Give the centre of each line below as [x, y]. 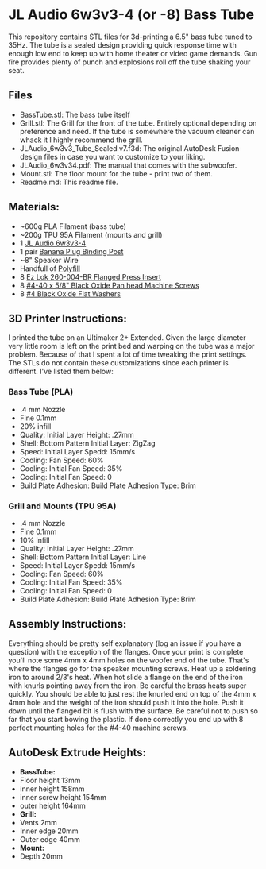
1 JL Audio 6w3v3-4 [53, 243]
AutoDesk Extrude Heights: [77, 753]
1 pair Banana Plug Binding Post [71, 251]
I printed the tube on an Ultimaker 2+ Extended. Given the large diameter [127, 338]
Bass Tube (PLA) [41, 392]
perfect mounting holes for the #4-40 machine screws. [98, 728]
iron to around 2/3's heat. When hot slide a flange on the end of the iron [126, 677]
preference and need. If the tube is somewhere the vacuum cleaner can [137, 131]
